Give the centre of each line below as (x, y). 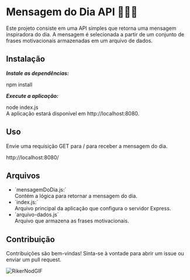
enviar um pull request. (34, 259)
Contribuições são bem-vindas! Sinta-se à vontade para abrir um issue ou (95, 254)
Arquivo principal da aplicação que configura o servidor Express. (93, 209)
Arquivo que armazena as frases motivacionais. (72, 221)
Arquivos (23, 175)
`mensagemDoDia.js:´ (40, 190)
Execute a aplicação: (32, 95)
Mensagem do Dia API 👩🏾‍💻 (72, 12)
